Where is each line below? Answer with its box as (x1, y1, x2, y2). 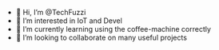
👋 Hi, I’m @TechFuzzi (15, 8, 86, 17)
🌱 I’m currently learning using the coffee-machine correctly (15, 25, 212, 33)
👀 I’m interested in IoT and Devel (15, 16, 122, 25)
